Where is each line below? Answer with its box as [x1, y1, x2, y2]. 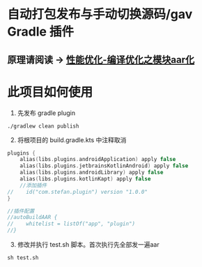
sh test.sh [7, 254, 39, 261]
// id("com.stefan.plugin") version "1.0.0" [7, 188, 148, 195]
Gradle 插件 [7, 24, 75, 40]
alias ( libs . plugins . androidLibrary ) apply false [20, 169, 164, 176]
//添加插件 [20, 182, 47, 189]
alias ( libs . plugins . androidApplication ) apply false [20, 156, 176, 163]
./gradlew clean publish [7, 123, 79, 130]
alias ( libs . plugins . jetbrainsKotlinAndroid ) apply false [20, 162, 189, 169]
